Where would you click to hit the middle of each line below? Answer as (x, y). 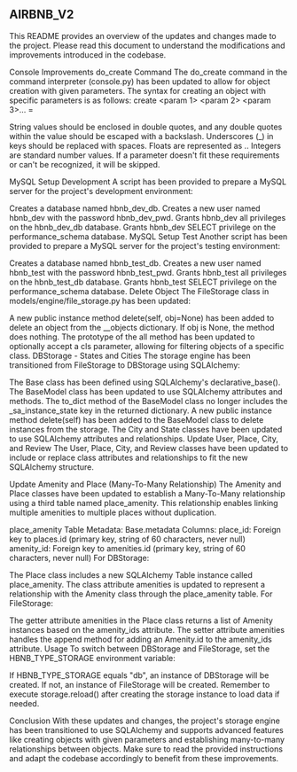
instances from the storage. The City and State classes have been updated (146, 429)
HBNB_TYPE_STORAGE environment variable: (92, 658)
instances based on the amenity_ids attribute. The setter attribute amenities (147, 629)
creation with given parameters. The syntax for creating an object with (137, 90)
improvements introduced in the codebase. (88, 55)
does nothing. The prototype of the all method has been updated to (132, 337)
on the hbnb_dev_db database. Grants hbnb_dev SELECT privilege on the (143, 227)
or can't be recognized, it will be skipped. (85, 164)
